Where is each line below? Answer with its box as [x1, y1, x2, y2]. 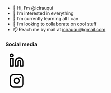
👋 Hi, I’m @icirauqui [12, 5, 53, 11]
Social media [5, 41, 38, 48]
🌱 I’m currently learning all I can [12, 16, 79, 21]
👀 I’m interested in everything [12, 10, 74, 16]
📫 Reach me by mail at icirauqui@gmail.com [12, 27, 106, 32]
